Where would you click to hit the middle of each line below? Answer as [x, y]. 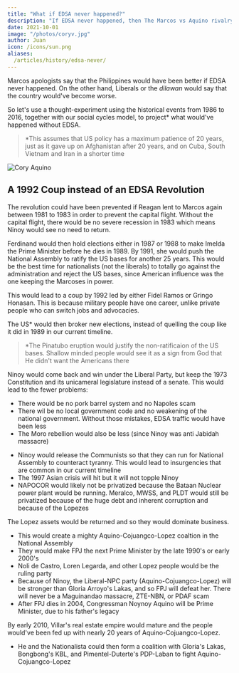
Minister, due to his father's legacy [68, 611]
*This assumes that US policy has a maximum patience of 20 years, [124, 138]
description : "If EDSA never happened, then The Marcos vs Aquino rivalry [121, 21]
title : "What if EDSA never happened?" [67, 14]
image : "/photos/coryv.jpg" [49, 34]
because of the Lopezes [53, 508]
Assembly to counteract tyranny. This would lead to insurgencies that [119, 462]
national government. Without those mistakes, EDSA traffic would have [121, 418]
